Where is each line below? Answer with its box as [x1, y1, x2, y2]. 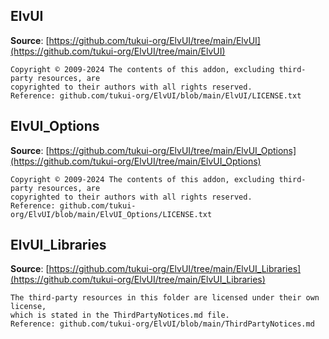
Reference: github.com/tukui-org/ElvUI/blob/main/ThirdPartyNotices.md [10, 319, 315, 329]
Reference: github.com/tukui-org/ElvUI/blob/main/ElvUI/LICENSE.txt [10, 90, 302, 101]
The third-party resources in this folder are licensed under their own [10, 293, 320, 303]
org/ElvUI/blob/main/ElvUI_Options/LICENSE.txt [10, 209, 213, 219]
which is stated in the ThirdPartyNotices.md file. [10, 310, 230, 321]
